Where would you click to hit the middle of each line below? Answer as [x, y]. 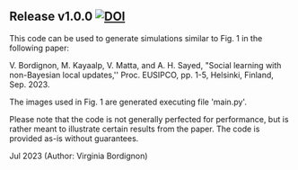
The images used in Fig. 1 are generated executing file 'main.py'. [128, 102]
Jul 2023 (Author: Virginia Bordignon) [79, 156]
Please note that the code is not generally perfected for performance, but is [149, 119]
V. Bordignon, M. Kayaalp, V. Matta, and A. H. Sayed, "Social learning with [145, 65]
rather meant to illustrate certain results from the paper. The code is [135, 129]
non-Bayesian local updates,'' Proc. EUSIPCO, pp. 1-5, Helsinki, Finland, [141, 75]
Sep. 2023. [30, 84]
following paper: [39, 48]
